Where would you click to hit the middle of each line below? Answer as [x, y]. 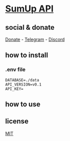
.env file [16, 69]
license [17, 121]
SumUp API [29, 9]
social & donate [30, 27]
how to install [27, 55]
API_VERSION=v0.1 [23, 84]
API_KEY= [14, 89]
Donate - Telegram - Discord [35, 39]
